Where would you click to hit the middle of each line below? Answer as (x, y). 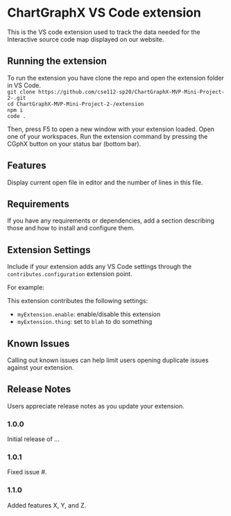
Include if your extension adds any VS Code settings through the (100, 267)
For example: (26, 287)
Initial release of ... (34, 439)
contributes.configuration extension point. (70, 274)
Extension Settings (49, 250)
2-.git (17, 98)
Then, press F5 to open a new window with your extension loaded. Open (111, 129)
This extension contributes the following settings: (77, 301)
